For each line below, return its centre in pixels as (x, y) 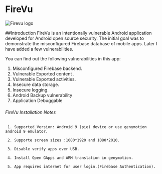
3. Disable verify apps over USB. (43, 149)
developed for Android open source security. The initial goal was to (75, 38)
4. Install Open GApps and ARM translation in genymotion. (70, 158)
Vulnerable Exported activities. (44, 79)
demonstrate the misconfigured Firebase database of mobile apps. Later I (81, 43)
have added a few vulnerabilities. (39, 49)
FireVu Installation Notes (31, 112)
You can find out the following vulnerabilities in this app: (63, 58)
